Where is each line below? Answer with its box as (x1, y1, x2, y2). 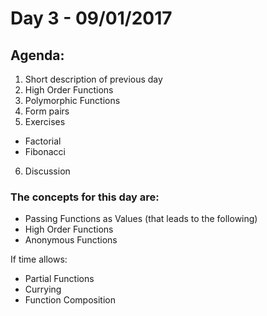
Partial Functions (24, 273, 95, 285)
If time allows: (10, 253, 68, 266)
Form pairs (24, 105, 70, 117)
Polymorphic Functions (24, 95, 121, 106)
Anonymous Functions (24, 234, 118, 246)
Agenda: (10, 47, 65, 64)
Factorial (24, 135, 62, 147)
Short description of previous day (24, 73, 163, 85)
